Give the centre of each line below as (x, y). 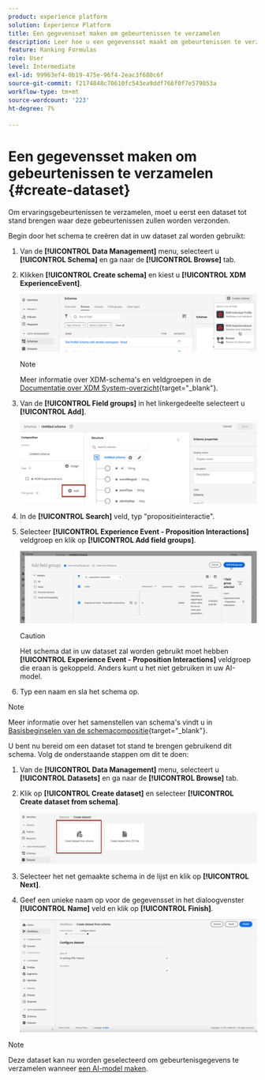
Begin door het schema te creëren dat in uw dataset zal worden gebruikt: (127, 236)
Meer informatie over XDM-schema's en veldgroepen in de (115, 379)
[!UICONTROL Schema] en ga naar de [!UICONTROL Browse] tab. (128, 260)
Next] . (30, 884)
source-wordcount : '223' (49, 100)
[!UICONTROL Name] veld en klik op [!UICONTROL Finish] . (116, 908)
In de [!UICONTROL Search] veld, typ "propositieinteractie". (117, 517)
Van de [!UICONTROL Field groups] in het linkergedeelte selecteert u (132, 403)
